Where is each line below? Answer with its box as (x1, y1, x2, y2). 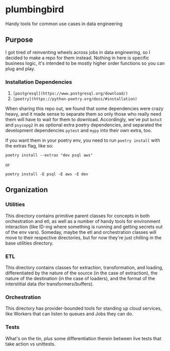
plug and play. (5, 65, 35, 71)
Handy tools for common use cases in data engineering (5, 21, 123, 27)
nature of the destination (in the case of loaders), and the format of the (5, 275, 155, 282)
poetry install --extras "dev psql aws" (5, 153, 93, 158)
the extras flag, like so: (5, 143, 53, 149)
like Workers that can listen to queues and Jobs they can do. (5, 311, 134, 317)
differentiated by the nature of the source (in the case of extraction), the (5, 270, 158, 276)
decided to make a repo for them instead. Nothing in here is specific (5, 54, 149, 61)
